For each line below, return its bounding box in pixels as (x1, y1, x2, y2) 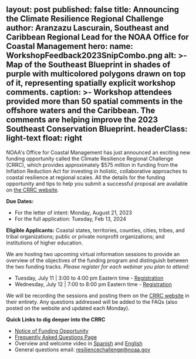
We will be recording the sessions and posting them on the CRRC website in (6, 292, 190, 299)
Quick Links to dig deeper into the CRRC (6, 316, 106, 323)
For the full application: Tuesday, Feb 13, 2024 (14, 215, 127, 222)
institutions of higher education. (6, 239, 83, 246)
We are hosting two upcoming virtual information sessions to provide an (6, 250, 180, 257)
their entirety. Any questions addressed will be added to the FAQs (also (6, 298, 178, 305)
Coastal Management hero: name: (6, 41, 133, 52)
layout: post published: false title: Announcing (6, 5, 180, 15)
